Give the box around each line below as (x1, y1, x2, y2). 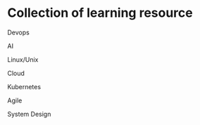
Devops (7, 28, 30, 37)
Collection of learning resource (7, 5, 193, 21)
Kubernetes (7, 82, 41, 91)
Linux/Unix (7, 55, 39, 64)
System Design (7, 110, 51, 118)
